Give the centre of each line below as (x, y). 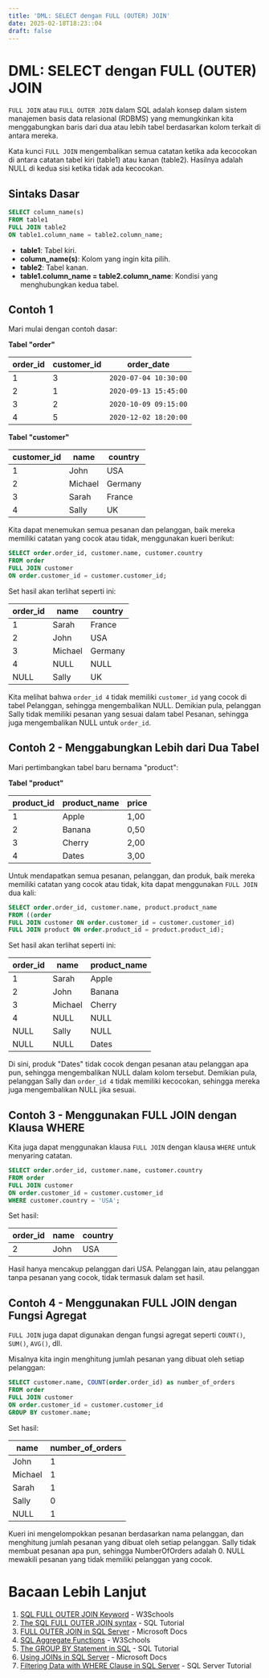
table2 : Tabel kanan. (54, 267)
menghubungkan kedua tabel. (69, 284)
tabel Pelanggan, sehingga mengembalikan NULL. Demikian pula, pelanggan (135, 705)
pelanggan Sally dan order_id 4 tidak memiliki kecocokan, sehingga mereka (134, 1081)
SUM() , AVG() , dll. (35, 1344)
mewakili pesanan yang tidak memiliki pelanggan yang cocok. (110, 1559)
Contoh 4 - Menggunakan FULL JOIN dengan (123, 1303)
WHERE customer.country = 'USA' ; (64, 1200)
